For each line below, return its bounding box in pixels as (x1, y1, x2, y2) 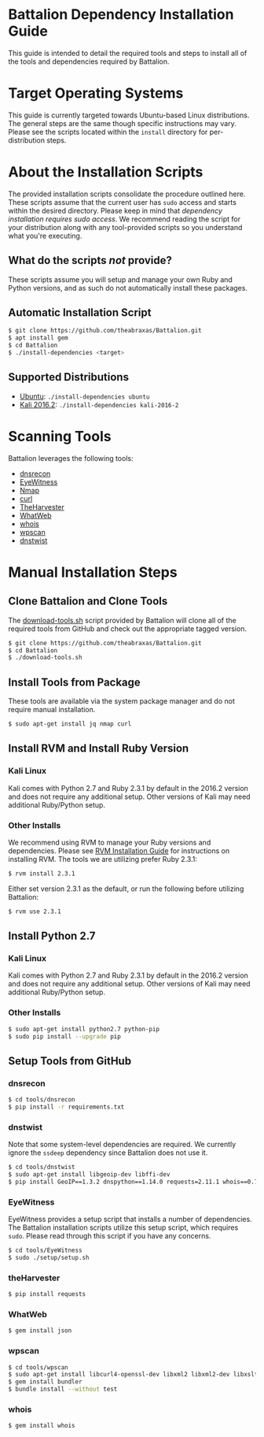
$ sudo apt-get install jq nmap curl (8, 720, 132, 728)
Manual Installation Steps (8, 563, 178, 581)
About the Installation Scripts (8, 163, 203, 181)
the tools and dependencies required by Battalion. (8, 57, 170, 66)
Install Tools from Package (8, 675, 141, 689)
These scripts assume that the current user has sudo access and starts (8, 197, 237, 206)
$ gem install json (8, 1327, 72, 1335)
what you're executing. (8, 231, 82, 240)
